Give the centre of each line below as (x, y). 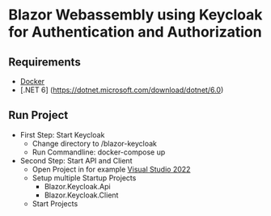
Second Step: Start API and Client (76, 160)
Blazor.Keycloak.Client (81, 195)
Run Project (38, 115)
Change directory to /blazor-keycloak (95, 143)
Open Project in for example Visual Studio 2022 (111, 169)
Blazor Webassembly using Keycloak (135, 15)
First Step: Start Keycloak (62, 134)
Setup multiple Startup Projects (84, 178)
